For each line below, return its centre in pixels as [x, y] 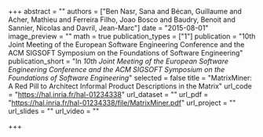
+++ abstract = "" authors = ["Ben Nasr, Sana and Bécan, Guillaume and [125, 11]
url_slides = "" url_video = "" [54, 111]
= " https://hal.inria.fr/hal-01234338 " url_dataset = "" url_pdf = [108, 94]
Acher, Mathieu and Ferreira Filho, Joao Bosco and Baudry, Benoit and [122, 20]
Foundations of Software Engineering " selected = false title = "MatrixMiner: [130, 78]
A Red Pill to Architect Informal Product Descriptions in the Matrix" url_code [130, 86]
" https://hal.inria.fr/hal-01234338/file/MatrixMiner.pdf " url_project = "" [122, 103]
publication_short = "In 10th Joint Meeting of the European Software [119, 61]
